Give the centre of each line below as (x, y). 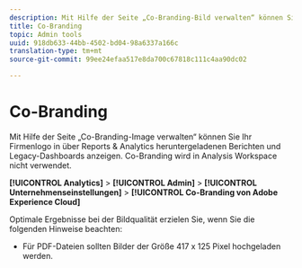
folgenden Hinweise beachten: (66, 228)
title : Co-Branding (46, 26)
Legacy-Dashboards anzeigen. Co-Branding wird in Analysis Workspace (143, 156)
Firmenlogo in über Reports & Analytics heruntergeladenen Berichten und (145, 146)
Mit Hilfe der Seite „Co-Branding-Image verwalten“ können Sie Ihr (131, 137)
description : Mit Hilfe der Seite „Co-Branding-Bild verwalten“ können (146, 18)
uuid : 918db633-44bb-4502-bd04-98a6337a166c (94, 43)
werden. (38, 255)
